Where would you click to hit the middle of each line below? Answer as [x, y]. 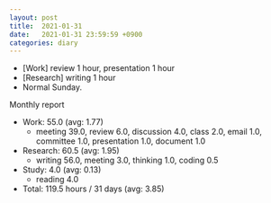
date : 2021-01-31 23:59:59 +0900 [76, 34]
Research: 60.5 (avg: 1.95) [71, 151]
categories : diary [44, 43]
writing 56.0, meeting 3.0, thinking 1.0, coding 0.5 [127, 160]
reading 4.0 [57, 180]
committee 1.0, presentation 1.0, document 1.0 [121, 141]
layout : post [34, 18]
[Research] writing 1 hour [69, 78]
